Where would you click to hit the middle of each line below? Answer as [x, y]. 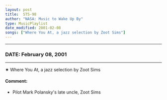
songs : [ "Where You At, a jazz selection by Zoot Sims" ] [65, 33]
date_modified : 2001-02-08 [33, 28]
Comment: [16, 81]
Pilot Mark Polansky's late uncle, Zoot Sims [56, 92]
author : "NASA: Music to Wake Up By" [44, 19]
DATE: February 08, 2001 [36, 54]
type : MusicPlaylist [27, 23]
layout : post [19, 10]
